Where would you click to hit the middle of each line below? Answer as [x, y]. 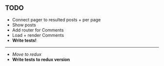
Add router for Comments [38, 30]
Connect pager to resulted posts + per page [56, 19]
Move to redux [27, 54]
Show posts [24, 25]
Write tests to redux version [41, 59]
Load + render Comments [38, 35]
